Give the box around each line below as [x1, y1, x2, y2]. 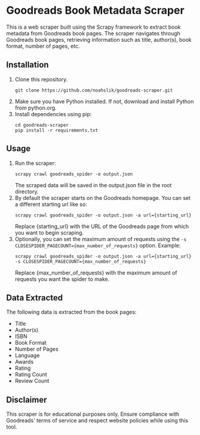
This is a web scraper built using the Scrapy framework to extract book [6, 23, 181, 31]
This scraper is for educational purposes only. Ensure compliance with [6, 410, 180, 418]
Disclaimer [6, 394, 47, 404]
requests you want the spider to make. [14, 275, 110, 282]
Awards [14, 358, 34, 366]
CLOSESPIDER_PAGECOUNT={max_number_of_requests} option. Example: [14, 242, 181, 249]
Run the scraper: [14, 159, 56, 166]
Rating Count [14, 371, 48, 378]
